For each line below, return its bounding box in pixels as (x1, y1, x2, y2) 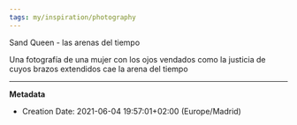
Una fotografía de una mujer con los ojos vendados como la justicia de (9, 54, 267, 64)
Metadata (9, 89, 46, 99)
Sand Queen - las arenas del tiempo (9, 37, 141, 48)
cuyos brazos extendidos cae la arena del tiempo (9, 63, 188, 74)
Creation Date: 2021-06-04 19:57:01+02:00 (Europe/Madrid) (21, 106, 241, 116)
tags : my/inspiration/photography (9, 12, 137, 22)
